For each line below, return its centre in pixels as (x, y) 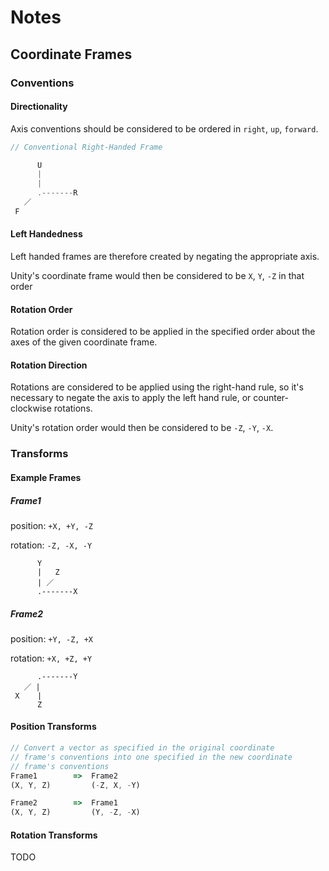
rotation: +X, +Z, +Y (51, 658)
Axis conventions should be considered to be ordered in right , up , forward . (164, 128)
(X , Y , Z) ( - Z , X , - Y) (75, 785)
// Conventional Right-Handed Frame (86, 147)
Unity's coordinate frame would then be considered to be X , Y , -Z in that (157, 276)
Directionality (39, 107)
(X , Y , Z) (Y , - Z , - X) (75, 812)
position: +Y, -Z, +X (51, 638)
